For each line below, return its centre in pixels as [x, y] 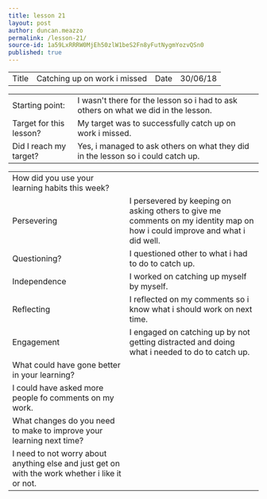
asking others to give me [175, 211]
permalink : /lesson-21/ [48, 38]
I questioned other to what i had [188, 253]
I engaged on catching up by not [190, 332]
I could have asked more [58, 388]
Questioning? [37, 258]
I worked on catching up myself [188, 277]
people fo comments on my [63, 398]
